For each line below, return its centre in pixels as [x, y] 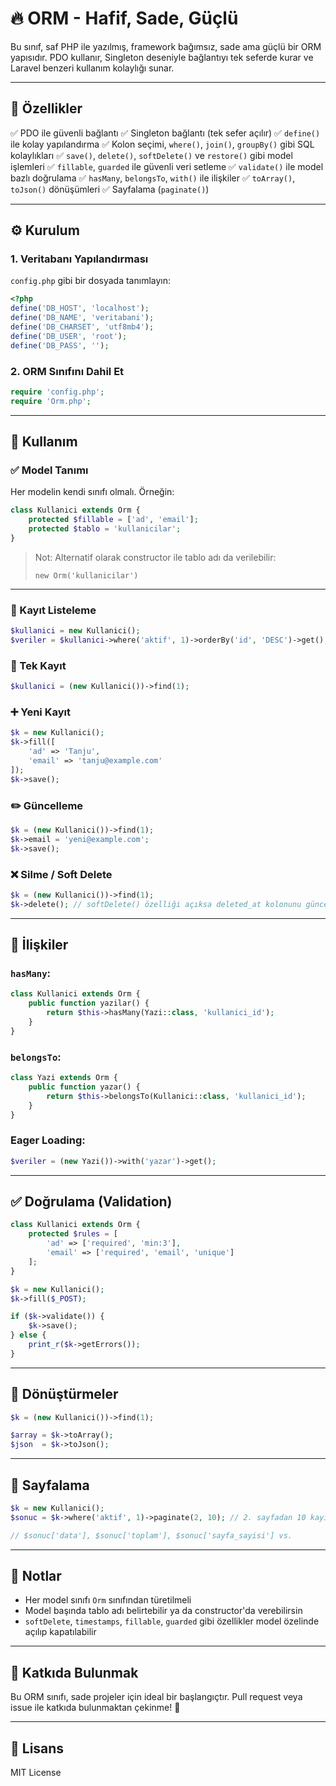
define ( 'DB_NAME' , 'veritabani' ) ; [82, 318]
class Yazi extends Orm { [64, 1078]
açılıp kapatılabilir [60, 1632]
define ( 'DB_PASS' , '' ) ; [60, 345]
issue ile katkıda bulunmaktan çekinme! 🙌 [95, 1708]
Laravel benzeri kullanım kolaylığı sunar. [92, 68]
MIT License [36, 1773]
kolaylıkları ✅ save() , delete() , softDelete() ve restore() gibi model [151, 155]
